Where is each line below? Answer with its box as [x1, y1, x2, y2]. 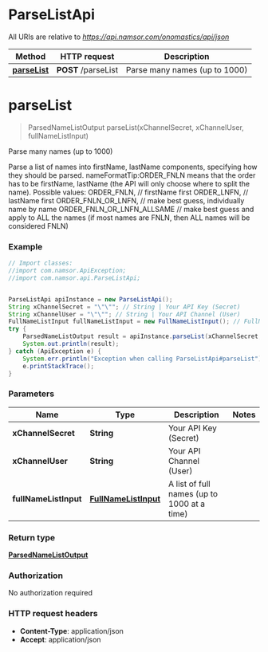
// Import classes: [8, 259, 73, 268]
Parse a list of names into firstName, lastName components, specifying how [8, 162, 258, 171]
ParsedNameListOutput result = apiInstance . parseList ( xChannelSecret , [22, 332, 262, 340]
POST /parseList [56, 64, 118, 75]
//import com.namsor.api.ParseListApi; [8, 273, 141, 282]
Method [15, 50, 46, 61]
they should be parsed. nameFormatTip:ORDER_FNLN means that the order [8, 170, 256, 180]
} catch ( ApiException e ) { [8, 347, 102, 355]
